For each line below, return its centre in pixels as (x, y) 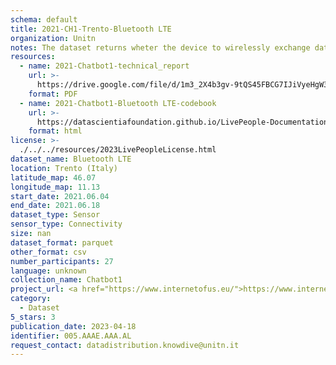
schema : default (44, 19)
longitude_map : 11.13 (55, 187)
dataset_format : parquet (62, 242)
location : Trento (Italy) (64, 168)
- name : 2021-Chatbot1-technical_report (104, 66)
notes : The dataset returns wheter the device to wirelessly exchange (160, 47)
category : (31, 299)
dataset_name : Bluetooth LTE (71, 159)
